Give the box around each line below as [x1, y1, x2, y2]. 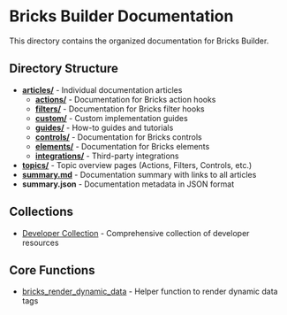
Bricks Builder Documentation [9, 6, 234, 27]
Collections [9, 204, 73, 219]
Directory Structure [9, 61, 119, 76]
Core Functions [9, 263, 95, 278]
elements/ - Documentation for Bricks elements [34, 141, 210, 151]
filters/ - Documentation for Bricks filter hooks [34, 104, 205, 114]
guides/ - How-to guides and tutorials [34, 122, 174, 133]
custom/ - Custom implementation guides [34, 112, 188, 123]
